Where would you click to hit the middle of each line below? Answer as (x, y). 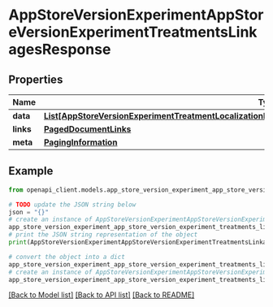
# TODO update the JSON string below (72, 205)
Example (31, 171)
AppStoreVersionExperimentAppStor (136, 15)
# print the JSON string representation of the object (103, 235)
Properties (36, 79)
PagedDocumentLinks (87, 129)
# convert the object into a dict (67, 257)
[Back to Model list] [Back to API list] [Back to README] (102, 295)
